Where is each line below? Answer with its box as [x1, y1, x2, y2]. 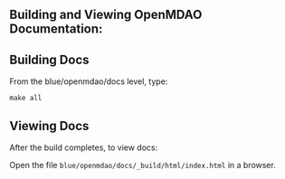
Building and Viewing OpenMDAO [9, 7, 203, 23]
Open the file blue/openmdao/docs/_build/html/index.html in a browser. [9, 160, 276, 171]
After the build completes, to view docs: [9, 142, 158, 153]
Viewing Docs [9, 118, 90, 134]
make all [9, 94, 43, 103]
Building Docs [9, 52, 90, 67]
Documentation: [9, 22, 103, 37]
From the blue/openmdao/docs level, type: [9, 76, 168, 87]
